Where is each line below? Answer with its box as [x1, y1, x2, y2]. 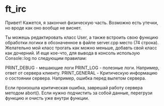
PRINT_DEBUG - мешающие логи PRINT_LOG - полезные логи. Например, [5, 65, 160, 71]
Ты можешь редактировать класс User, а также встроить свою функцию [5, 34, 159, 40]
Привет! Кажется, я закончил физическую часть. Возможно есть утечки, [5, 20, 159, 26]
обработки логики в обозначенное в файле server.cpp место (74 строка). [5, 39, 159, 45]
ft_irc [5, 3, 27, 15]
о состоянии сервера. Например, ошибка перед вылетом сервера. [5, 75, 146, 81]
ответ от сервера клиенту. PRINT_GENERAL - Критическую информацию [5, 70, 158, 76]
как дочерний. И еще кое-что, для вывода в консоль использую [5, 50, 140, 56]
